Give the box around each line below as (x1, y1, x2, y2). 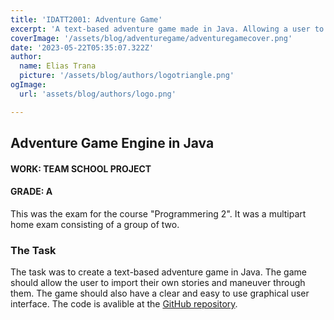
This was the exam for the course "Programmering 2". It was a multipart (10, 207, 307, 220)
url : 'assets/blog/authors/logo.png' (19, 89, 177, 99)
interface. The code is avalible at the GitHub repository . (10, 298, 238, 310)
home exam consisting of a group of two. (10, 218, 180, 230)
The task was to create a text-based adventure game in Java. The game (10, 266, 307, 278)
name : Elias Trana (19, 61, 97, 71)
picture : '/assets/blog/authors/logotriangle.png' (19, 71, 235, 81)
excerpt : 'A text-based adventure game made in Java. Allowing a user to (10, 24, 325, 34)
